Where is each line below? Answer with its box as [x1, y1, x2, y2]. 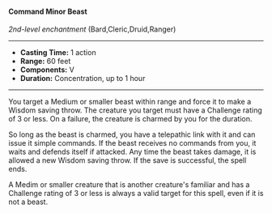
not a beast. [8, 197, 49, 207]
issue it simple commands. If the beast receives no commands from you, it [8, 138, 257, 148]
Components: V [19, 65, 74, 75]
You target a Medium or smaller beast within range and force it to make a [8, 97, 252, 107]
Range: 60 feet [19, 57, 71, 66]
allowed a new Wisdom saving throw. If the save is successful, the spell [8, 155, 247, 165]
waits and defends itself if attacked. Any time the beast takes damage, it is [8, 147, 257, 157]
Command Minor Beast [8, 6, 87, 16]
